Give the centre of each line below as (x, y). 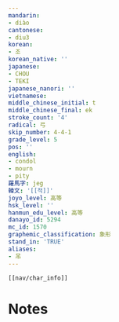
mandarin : (24, 15)
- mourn (21, 169)
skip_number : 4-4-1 (40, 132)
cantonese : (26, 30)
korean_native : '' (38, 60)
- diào (19, 23)
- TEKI (19, 81)
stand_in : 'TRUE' (36, 242)
